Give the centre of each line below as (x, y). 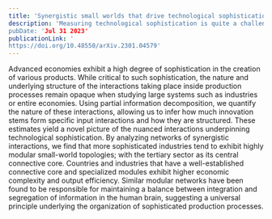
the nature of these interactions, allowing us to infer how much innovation (131, 112)
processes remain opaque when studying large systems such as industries (133, 95)
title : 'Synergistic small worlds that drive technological (112, 16)
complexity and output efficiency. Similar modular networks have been (126, 181)
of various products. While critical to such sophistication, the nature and (129, 78)
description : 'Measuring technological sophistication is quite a (123, 23)
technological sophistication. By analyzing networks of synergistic (119, 137)
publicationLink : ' (41, 38)
